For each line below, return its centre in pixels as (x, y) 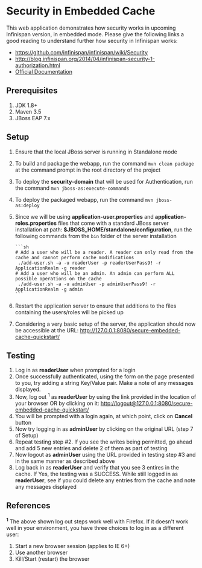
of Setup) (27, 436)
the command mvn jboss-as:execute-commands (72, 188)
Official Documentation (43, 71)
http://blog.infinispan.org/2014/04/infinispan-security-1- (85, 59)
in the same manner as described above (65, 461)
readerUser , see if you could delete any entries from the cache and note (105, 480)
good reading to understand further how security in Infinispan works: (92, 40)
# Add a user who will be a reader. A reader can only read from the (104, 252)
